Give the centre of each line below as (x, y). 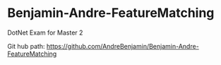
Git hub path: (26, 46)
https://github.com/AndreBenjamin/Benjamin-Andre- (123, 46)
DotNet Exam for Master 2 (45, 32)
